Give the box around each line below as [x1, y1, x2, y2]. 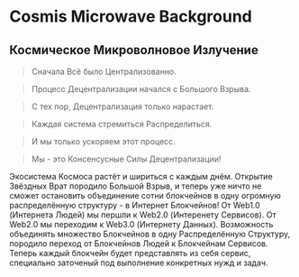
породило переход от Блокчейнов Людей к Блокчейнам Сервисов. [9, 238, 268, 249]
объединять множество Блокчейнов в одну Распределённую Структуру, [9, 228, 291, 239]
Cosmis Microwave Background [9, 6, 252, 27]
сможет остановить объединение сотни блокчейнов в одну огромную [9, 190, 282, 200]
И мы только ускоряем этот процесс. [31, 136, 176, 146]
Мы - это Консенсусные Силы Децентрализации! [31, 153, 222, 164]
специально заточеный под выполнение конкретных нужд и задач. [9, 257, 268, 268]
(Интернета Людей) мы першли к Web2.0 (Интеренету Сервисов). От [9, 209, 276, 220]
